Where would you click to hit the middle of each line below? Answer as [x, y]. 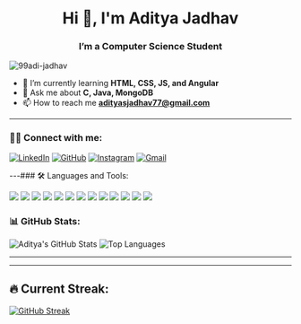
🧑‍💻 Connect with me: [56, 138]
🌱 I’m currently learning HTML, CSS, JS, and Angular [120, 83]
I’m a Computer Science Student [150, 47]
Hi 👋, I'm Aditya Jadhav [150, 18]
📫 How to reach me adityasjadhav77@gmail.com [116, 103]
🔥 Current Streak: [59, 289]
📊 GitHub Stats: [45, 221]
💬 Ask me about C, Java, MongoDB [88, 92]
